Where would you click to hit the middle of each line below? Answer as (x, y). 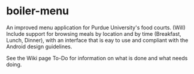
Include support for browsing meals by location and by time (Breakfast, (94, 33)
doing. (14, 64)
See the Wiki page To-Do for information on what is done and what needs (97, 58)
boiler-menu (38, 11)
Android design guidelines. (39, 47)
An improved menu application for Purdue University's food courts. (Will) (96, 27)
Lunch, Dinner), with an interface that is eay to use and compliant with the (97, 40)
